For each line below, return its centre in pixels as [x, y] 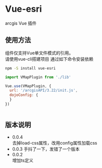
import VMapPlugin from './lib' [38, 77]
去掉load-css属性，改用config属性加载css [54, 143]
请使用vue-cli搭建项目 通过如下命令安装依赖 [49, 59]
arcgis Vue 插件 [21, 23]
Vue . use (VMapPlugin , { [28, 86]
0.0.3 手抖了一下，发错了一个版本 [46, 149]
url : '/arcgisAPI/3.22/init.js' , [44, 91]
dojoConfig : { [24, 95]
